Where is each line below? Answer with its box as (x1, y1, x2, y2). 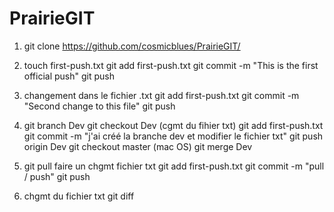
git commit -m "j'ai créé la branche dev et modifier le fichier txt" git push (23, 130, 324, 142)
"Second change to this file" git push (23, 100, 176, 112)
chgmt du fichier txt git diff (23, 190, 135, 202)
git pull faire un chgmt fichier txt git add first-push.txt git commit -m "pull (23, 160, 325, 172)
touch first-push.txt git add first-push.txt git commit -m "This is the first (23, 59, 319, 71)
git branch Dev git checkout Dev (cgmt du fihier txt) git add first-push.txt (23, 119, 324, 131)
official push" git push (23, 70, 115, 82)
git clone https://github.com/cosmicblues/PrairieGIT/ (23, 40, 241, 52)
